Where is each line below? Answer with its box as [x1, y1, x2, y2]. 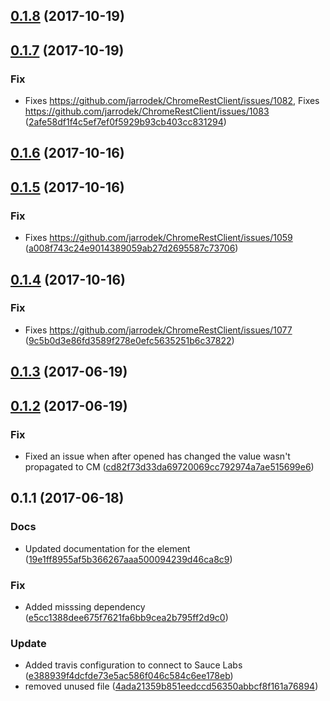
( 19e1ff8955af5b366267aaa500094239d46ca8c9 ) [24, 553, 233, 565]
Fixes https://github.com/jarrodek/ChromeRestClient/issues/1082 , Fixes [24, 95, 320, 107]
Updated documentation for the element [24, 542, 191, 554]
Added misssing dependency [24, 600, 146, 613]
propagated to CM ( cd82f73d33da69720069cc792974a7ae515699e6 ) [24, 460, 315, 473]
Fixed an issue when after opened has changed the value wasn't [24, 450, 291, 462]
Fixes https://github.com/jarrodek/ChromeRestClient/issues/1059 [24, 232, 293, 244]
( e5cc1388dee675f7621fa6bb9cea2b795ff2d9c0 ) [24, 611, 229, 623]
